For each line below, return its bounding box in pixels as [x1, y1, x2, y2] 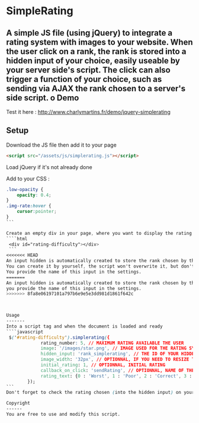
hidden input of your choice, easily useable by [6, 55, 181, 66]
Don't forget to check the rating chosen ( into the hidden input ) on [6, 390, 182, 396]
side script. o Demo [6, 93, 79, 103]
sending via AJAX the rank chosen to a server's [6, 83, 185, 93]
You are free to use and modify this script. [6, 411, 120, 418]
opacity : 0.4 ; [17, 192, 52, 198]
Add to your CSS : [6, 175, 50, 182]
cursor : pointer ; [17, 209, 57, 215]
